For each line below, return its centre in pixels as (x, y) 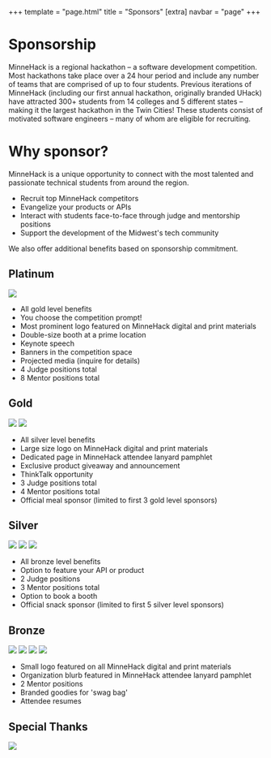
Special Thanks (48, 727)
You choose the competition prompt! (81, 317)
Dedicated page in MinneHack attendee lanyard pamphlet (116, 457)
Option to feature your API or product (82, 571)
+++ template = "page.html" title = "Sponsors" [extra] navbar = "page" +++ (135, 12)
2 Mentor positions (51, 684)
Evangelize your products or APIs (76, 207)
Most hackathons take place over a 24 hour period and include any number (134, 75)
